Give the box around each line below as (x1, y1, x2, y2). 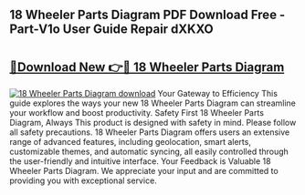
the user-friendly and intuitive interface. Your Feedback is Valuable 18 (9, 156, 271, 167)
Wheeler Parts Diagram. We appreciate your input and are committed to (9, 166, 279, 176)
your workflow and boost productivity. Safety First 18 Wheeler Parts (9, 108, 265, 118)
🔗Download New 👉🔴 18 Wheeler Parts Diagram (9, 59, 285, 75)
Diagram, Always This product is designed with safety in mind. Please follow (9, 118, 297, 128)
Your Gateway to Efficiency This (157, 88, 279, 98)
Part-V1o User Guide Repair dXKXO (9, 22, 215, 37)
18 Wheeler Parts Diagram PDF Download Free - (9, 7, 286, 23)
